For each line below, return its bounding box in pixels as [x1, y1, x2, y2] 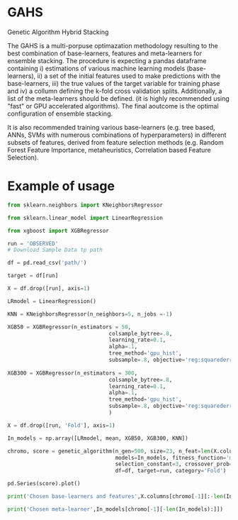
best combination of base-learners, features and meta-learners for [7, 49, 202, 57]
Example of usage [7, 178, 115, 194]
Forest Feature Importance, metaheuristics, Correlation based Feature [7, 145, 211, 154]
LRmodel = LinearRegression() [7, 297, 97, 305]
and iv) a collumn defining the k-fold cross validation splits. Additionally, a [7, 87, 222, 95]
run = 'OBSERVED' [7, 240, 59, 247]
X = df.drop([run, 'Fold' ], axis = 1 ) [7, 421, 115, 429]
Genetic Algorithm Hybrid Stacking [7, 28, 109, 36]
